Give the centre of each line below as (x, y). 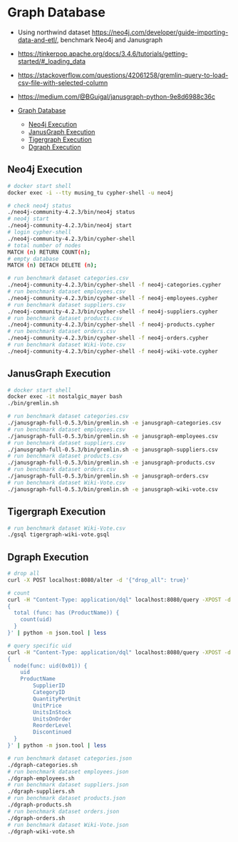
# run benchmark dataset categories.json (70, 758)
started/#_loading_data (52, 61)
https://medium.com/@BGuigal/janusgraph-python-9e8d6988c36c (117, 96)
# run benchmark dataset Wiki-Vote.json (68, 825)
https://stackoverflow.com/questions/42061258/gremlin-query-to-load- (123, 75)
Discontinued (52, 732)
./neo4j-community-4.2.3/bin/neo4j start (70, 226)
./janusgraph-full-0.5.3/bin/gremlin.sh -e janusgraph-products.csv (111, 463)
